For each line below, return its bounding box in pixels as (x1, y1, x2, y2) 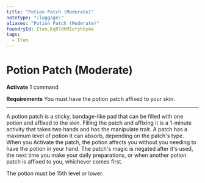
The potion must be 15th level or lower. (6, 170, 104, 177)
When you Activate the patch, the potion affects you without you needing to (6, 138, 196, 146)
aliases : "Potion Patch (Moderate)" (6, 20, 99, 26)
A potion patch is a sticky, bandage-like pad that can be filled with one (6, 112, 184, 120)
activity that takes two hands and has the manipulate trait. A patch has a (6, 125, 188, 133)
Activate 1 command (6, 83, 59, 91)
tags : (6, 32, 20, 38)
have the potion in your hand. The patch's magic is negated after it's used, (6, 145, 193, 152)
